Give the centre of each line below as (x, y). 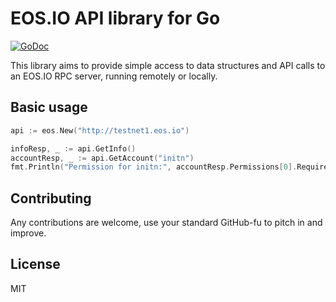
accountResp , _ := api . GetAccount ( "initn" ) (102, 158)
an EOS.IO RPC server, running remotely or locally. (114, 76)
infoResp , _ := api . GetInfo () (73, 148)
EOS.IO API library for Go (115, 18)
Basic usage (49, 107)
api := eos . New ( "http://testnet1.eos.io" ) (100, 130)
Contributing (51, 198)
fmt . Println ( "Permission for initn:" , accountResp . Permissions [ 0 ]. (154, 167)
